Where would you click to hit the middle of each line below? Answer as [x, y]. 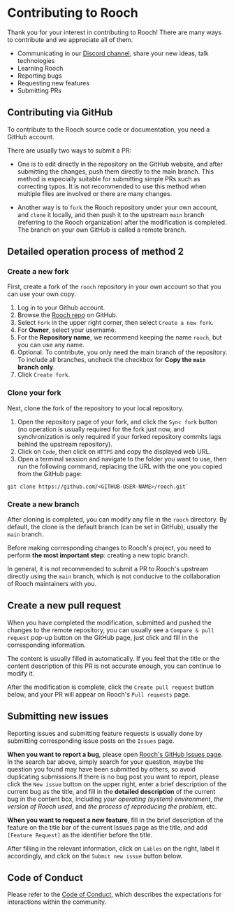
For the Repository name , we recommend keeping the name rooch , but [119, 337]
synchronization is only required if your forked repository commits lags [119, 436]
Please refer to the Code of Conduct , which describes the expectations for [115, 895]
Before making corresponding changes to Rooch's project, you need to [109, 548]
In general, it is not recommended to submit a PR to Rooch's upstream [108, 569]
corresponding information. [46, 645]
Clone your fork [34, 393]
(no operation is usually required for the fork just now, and [101, 429]
